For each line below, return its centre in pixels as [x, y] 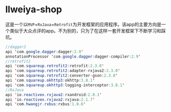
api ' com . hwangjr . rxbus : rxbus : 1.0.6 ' [46, 104]
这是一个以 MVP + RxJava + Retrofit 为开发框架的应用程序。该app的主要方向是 [83, 24]
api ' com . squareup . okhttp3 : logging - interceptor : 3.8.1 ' [65, 85]
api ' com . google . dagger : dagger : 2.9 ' [44, 52]
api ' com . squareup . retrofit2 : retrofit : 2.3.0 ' [55, 66]
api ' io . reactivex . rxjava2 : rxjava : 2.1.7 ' [50, 99]
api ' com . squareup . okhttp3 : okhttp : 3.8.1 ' [50, 81]
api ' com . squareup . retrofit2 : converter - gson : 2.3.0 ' [61, 76]
